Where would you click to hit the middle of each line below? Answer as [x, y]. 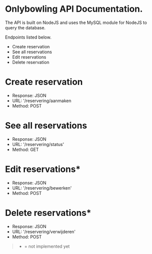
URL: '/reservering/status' [38, 144]
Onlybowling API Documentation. [74, 9]
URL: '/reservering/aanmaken [42, 101]
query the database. [25, 27]
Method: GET [25, 149]
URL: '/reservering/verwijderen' [44, 232]
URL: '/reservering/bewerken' [42, 188]
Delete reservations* [48, 213]
